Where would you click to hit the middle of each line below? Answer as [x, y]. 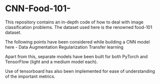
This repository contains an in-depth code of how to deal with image [74, 22]
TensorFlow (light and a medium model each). [52, 62]
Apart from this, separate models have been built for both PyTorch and [77, 56]
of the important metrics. [30, 76]
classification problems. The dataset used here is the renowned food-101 [79, 27]
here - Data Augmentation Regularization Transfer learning [64, 47]
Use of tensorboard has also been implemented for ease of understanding [80, 71]
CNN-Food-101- [38, 9]
